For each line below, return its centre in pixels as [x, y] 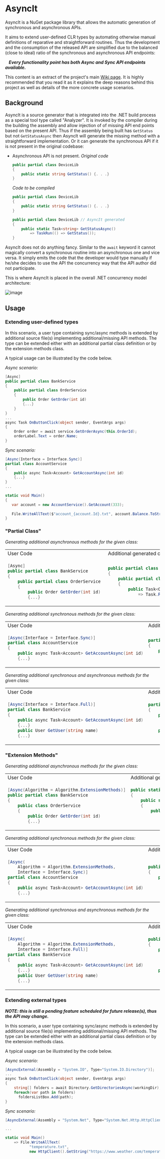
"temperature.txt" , [49, 1147]
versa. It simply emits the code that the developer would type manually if [79, 258]
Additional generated [132, 553]
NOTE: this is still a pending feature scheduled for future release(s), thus [81, 1011]
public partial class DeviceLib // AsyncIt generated [68, 220]
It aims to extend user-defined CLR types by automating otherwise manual [80, 37]
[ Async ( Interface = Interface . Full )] [52, 704]
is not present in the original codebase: [45, 146]
